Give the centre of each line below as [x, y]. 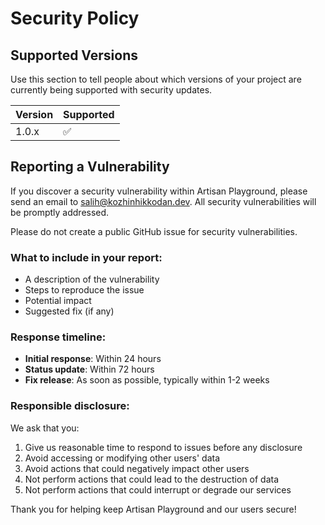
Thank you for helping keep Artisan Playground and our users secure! [153, 509]
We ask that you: [45, 428]
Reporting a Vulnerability [90, 167]
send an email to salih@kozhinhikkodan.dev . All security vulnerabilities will [163, 201]
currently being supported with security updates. [111, 90]
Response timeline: [58, 337]
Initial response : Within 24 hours [93, 359]
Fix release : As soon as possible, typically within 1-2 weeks [147, 380]
